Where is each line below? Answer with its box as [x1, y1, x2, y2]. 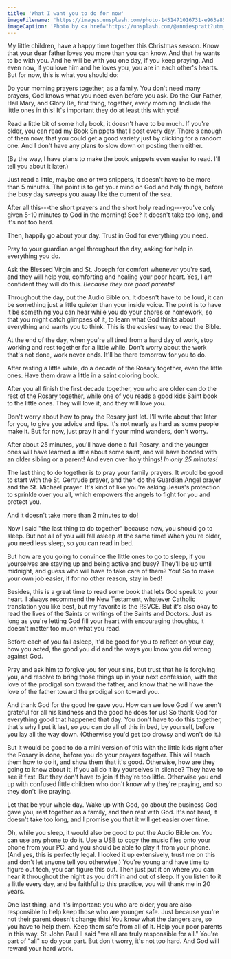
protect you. [7, 498, 42, 506]
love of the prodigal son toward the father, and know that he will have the [7, 680, 214, 688]
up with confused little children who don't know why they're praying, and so [7, 780, 222, 788]
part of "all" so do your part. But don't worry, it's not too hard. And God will [7, 937, 220, 945]
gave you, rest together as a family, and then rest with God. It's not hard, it [7, 808, 218, 816]
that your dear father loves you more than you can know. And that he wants [7, 49, 221, 57]
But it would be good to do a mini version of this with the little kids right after [7, 744, 223, 752]
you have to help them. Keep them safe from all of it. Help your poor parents [7, 923, 223, 931]
